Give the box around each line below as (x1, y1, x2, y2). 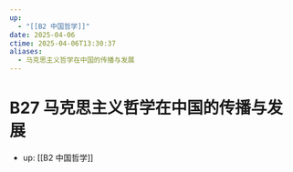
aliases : (9, 47, 43, 56)
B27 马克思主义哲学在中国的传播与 (9, 97, 267, 118)
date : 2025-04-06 (9, 30, 76, 39)
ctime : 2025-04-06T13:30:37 (9, 38, 117, 48)
